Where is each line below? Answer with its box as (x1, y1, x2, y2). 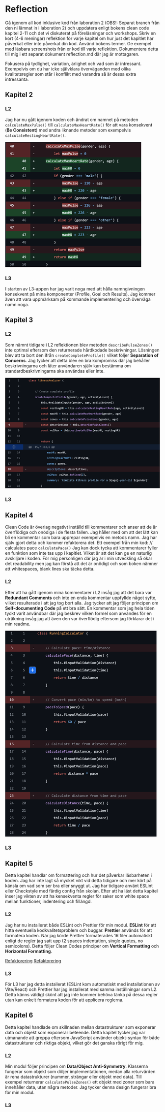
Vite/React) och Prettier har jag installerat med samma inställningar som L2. (5, 986, 158, 992)
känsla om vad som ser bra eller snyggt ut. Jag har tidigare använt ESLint (5, 883, 153, 889)
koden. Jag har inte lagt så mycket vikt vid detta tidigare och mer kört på (5, 878, 152, 884)
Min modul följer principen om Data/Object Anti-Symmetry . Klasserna (5, 1063, 148, 1069)
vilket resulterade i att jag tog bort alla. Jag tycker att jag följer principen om (5, 600, 159, 606)
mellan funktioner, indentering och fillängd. (5, 898, 92, 904)
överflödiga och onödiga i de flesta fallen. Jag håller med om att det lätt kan (5, 529, 158, 535)
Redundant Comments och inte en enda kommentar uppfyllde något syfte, (5, 595, 157, 601)
